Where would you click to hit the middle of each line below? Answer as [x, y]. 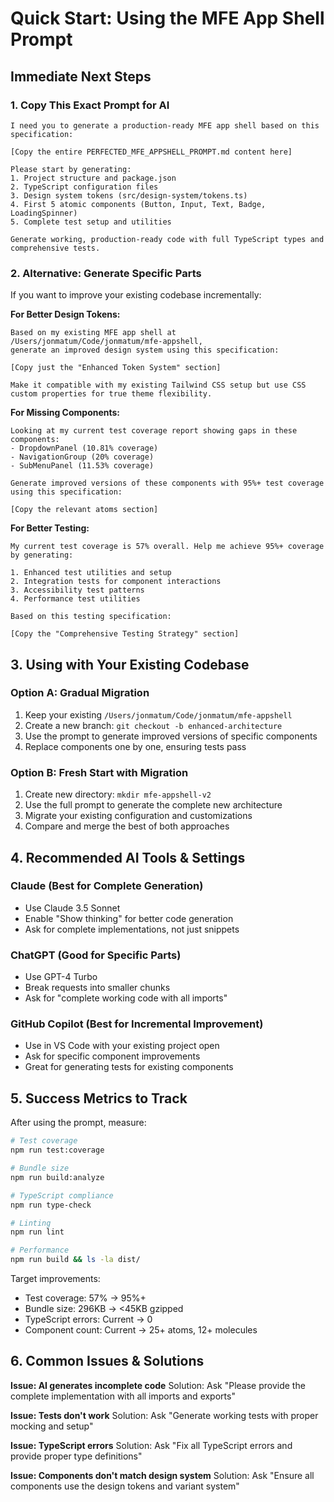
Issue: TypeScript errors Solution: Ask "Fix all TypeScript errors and [151, 1445]
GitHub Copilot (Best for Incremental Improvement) [137, 1024]
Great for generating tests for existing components [129, 1067]
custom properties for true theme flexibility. [111, 394]
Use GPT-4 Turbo [61, 977]
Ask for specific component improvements [112, 1056]
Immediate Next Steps [81, 76]
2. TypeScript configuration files [84, 187]
